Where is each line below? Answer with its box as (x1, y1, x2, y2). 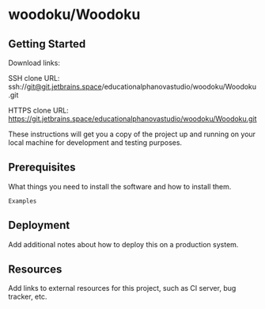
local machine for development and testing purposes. (8, 138, 183, 147)
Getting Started (8, 37, 86, 51)
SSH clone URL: (8, 74, 60, 82)
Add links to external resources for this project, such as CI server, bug (8, 284, 237, 293)
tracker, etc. (8, 292, 47, 302)
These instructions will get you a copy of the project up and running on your (8, 129, 256, 139)
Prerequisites (8, 161, 76, 174)
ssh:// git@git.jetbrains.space (8, 82, 102, 91)
